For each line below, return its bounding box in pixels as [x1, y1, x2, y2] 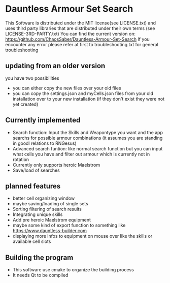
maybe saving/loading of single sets [12, 201, 89, 207]
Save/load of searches [12, 167, 60, 173]
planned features [5, 181, 61, 191]
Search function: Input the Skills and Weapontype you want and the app [12, 129, 163, 135]
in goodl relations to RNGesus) [12, 140, 77, 146]
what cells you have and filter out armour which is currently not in [12, 151, 150, 157]
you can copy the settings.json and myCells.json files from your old [12, 90, 154, 97]
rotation [12, 156, 29, 163]
